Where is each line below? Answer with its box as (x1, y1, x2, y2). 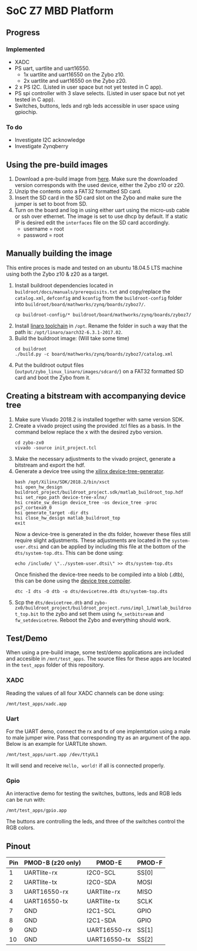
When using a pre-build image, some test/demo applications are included (6, 649, 184, 656)
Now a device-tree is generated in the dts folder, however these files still (14, 530, 191, 537)
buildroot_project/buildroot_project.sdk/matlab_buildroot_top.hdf (14, 489, 183, 495)
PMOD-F (137, 859, 163, 867)
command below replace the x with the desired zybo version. (14, 428, 163, 436)
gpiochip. (14, 108, 38, 115)
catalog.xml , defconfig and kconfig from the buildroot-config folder (14, 294, 182, 301)
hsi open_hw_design (14, 484, 63, 490)
